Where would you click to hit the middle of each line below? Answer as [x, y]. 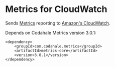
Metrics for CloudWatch [56, 9]
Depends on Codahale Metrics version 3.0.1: [51, 32]
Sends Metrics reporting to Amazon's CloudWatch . [58, 23]
